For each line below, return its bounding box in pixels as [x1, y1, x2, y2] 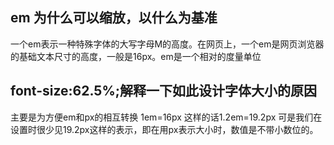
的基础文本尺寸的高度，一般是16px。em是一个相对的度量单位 [10, 50, 262, 62]
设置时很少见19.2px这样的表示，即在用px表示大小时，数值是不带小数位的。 [10, 123, 319, 135]
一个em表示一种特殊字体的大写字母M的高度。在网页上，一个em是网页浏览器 [10, 38, 325, 50]
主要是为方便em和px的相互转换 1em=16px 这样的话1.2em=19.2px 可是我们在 [10, 111, 323, 123]
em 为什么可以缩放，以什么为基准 [10, 9, 218, 27]
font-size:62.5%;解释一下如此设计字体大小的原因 [10, 83, 317, 100]
